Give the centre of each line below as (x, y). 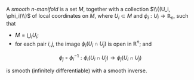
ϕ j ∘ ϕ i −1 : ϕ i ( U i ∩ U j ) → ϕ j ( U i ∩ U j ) (100, 58)
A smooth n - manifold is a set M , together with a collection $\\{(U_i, (88, 9)
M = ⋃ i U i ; (27, 36)
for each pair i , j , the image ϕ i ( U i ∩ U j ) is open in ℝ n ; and (83, 44)
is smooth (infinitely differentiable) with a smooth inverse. (77, 71)
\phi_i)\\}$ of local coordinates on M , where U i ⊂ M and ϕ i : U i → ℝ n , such (97, 17)
